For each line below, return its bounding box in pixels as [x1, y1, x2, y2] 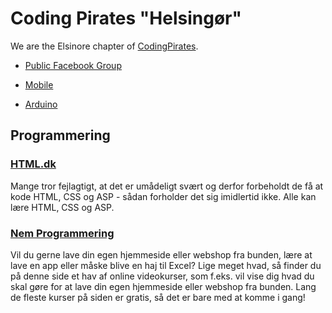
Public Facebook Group [24, 59, 122, 71]
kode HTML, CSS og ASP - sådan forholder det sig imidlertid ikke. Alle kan [10, 190, 317, 202]
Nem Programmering [10, 226, 115, 240]
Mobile [24, 78, 54, 91]
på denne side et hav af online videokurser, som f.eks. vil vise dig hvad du [10, 270, 315, 282]
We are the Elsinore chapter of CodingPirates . [10, 40, 199, 52]
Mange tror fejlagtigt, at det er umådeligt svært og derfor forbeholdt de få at [10, 180, 324, 192]
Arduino [24, 98, 58, 110]
